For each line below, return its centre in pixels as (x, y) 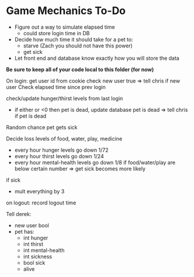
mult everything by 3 (39, 191)
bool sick (34, 262)
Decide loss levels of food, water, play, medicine (64, 138)
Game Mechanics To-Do (66, 11)
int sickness (38, 257)
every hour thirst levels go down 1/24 (59, 156)
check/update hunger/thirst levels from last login (65, 98)
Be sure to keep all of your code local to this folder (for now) (80, 69)
